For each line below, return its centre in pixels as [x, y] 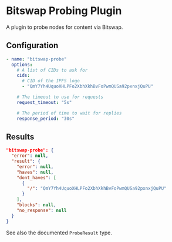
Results [20, 137]
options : [22, 65]
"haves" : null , [35, 172]
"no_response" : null [42, 210]
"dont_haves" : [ [37, 177]
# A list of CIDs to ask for [52, 70]
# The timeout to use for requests [60, 97]
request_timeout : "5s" [44, 102]
